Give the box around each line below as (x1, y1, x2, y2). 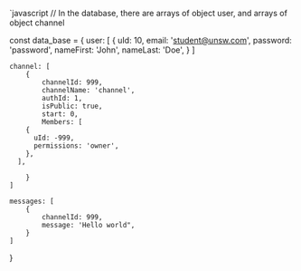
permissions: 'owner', (33, 141, 119, 150)
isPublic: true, (42, 102, 103, 111)
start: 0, (42, 110, 79, 119)
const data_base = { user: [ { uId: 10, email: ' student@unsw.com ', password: (9, 35, 292, 45)
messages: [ (9, 197, 54, 206)
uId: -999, (33, 133, 75, 142)
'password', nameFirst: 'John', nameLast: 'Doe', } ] (9, 44, 196, 55)
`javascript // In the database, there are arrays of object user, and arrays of (9, 8, 287, 18)
